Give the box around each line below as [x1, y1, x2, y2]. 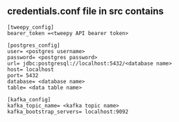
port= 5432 [7, 72, 39, 79]
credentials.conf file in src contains [7, 6, 164, 17]
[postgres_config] [7, 41, 60, 49]
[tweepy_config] [7, 23, 54, 30]
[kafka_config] [7, 96, 51, 103]
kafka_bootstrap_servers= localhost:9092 [7, 108, 129, 115]
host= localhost [7, 65, 54, 73]
